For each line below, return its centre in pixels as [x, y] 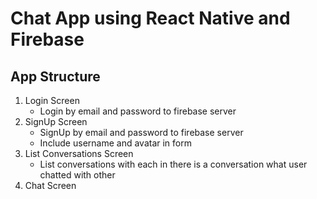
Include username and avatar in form [115, 143]
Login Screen [52, 100]
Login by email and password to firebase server [138, 111]
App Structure [55, 76]
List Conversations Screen [79, 153]
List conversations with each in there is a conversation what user [173, 164]
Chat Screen [50, 185]
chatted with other [77, 175]
